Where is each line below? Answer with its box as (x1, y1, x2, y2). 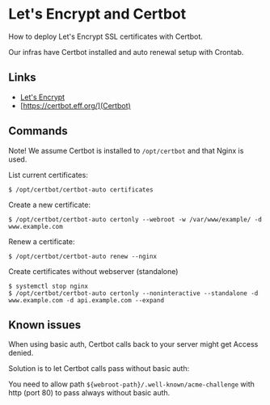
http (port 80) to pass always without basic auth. (8, 388, 171, 398)
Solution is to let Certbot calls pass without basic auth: (8, 364, 190, 373)
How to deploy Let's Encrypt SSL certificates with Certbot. (8, 32, 204, 41)
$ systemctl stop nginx (8, 282, 89, 290)
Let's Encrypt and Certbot (8, 5, 187, 23)
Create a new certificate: (8, 200, 91, 209)
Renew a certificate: (8, 236, 75, 247)
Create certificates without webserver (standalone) (8, 266, 179, 276)
